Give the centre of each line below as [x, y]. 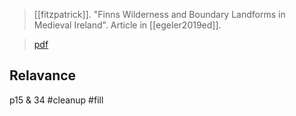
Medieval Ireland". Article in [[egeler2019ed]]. [127, 25]
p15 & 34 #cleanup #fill [56, 100]
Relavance [43, 75]
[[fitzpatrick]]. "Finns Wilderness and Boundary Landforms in [159, 14]
